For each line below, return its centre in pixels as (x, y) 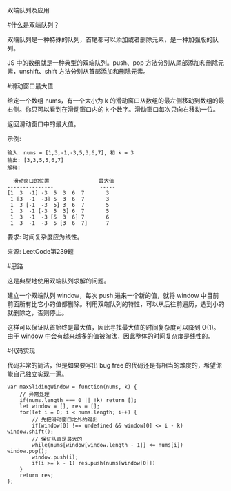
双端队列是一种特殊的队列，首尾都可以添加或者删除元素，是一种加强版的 (110, 39)
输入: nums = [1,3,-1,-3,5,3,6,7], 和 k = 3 (71, 153)
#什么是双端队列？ (33, 25)
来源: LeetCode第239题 (41, 251)
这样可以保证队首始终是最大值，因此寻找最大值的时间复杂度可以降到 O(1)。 (113, 327)
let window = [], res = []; (60, 406)
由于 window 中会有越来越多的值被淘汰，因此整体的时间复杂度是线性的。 (111, 336)
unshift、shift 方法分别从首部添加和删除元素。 (84, 71)
